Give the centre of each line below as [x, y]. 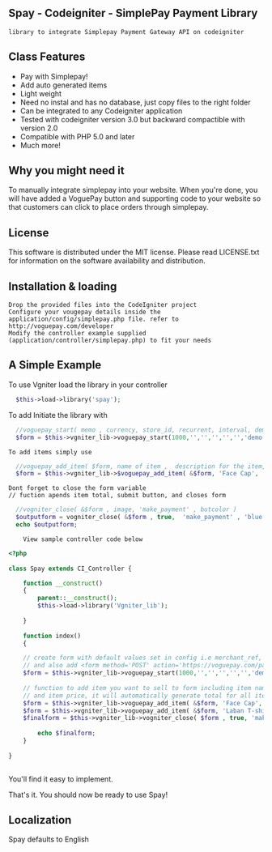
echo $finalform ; [66, 733]
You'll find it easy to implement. [61, 779]
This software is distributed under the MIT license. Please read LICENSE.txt [134, 252]
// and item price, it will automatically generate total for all [137, 696]
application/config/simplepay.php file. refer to [94, 319]
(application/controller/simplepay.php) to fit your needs [110, 341]
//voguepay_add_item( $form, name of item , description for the [130, 466]
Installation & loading [63, 286]
